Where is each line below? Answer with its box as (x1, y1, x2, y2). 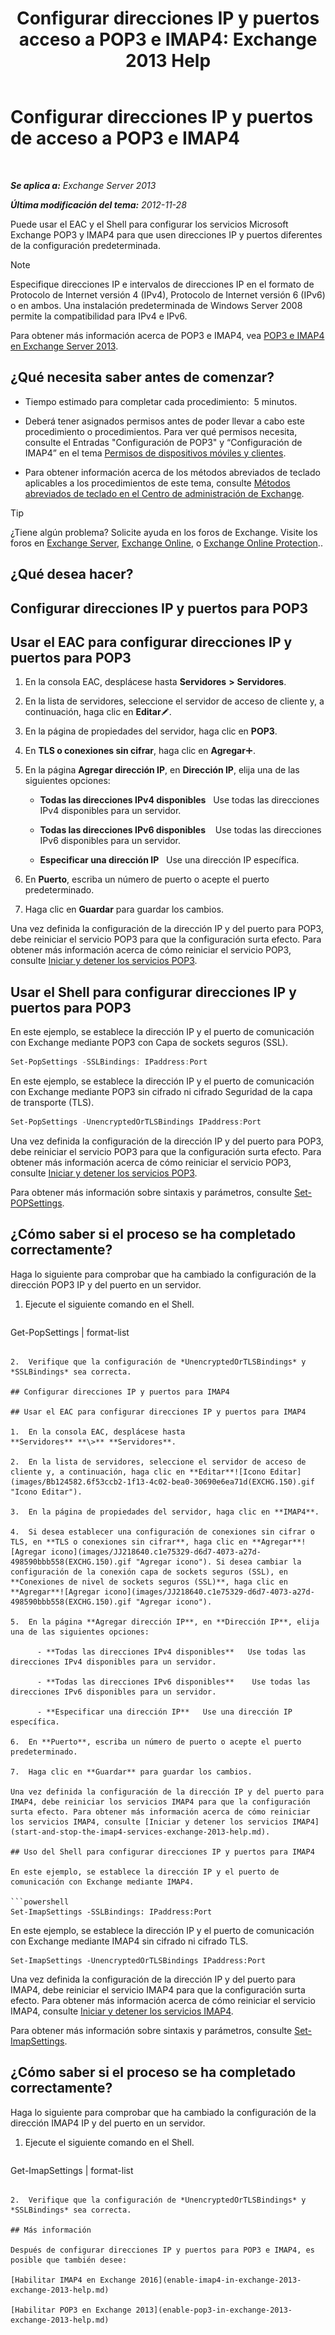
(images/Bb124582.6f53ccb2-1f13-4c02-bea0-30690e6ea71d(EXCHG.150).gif (10, 1477, 315, 1487)
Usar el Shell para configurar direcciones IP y (10, 983, 297, 1001)
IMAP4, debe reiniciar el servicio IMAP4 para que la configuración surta (10, 1983, 306, 1996)
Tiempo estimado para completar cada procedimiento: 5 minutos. (24, 395, 298, 407)
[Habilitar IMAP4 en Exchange (10, 2275, 137, 2285)
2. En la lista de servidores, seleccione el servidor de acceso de (10, 1457, 307, 1467)
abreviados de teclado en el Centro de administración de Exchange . (24, 487, 305, 499)
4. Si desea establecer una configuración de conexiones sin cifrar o (10, 1527, 315, 1537)
